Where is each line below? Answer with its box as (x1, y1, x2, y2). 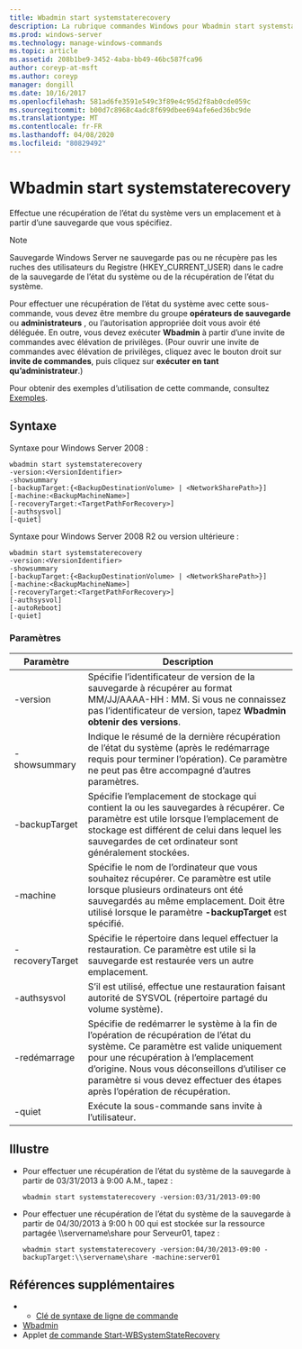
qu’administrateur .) (9, 365, 84, 376)
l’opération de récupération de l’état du (87, 1028, 252, 1041)
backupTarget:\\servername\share (22, 1253, 148, 1262)
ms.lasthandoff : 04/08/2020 (9, 131, 115, 140)
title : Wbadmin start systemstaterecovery (9, 13, 171, 23)
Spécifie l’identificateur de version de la (87, 670, 255, 683)
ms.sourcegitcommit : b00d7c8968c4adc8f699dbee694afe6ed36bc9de (9, 105, 252, 114)
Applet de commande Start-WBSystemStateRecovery (22, 1330, 220, 1341)
